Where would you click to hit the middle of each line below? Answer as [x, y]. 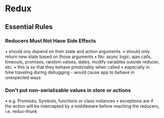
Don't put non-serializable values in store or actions [68, 90]
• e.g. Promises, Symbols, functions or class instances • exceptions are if [79, 101]
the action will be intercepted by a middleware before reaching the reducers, [82, 106]
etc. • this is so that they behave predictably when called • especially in [77, 67]
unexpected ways [23, 77]
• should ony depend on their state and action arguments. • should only [78, 51]
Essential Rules [29, 27]
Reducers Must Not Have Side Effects [51, 41]
